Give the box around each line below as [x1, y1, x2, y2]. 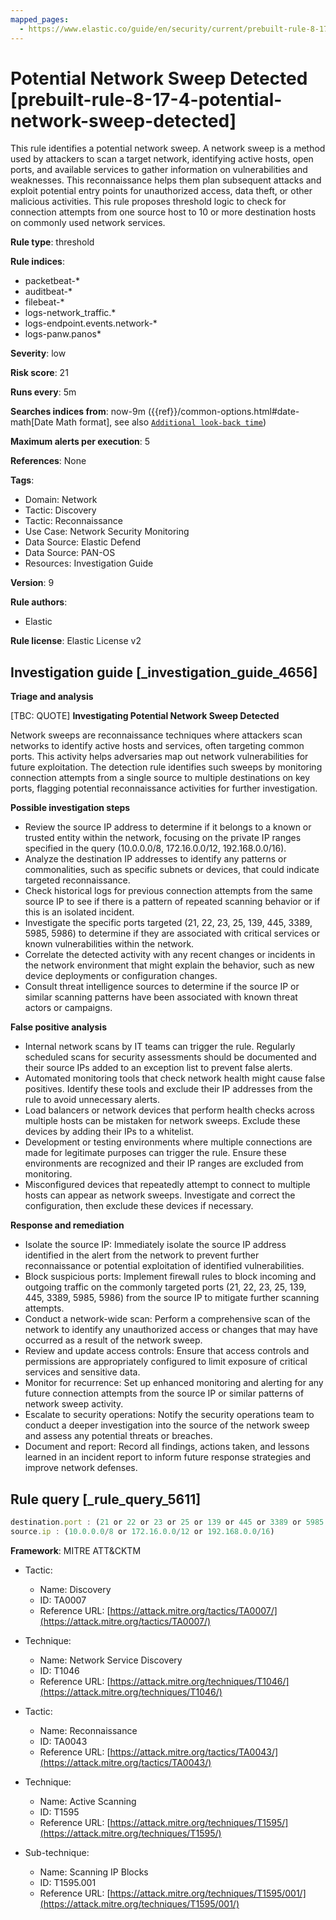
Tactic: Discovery [24, 504, 97, 516]
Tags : [10, 474, 35, 486]
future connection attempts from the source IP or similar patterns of [24, 1387, 305, 1400]
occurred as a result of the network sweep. [24, 1334, 203, 1346]
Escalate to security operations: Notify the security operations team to [24, 1409, 315, 1421]
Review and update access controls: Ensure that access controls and [24, 1345, 310, 1357]
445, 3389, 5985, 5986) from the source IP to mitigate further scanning [24, 1292, 320, 1304]
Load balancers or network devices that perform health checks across [24, 1104, 315, 1116]
